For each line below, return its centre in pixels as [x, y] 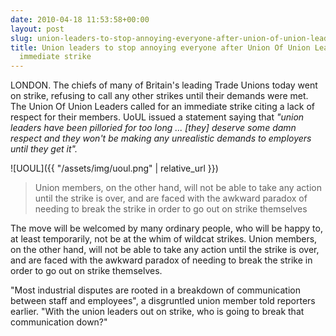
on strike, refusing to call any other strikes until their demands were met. [159, 96]
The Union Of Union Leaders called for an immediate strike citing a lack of [162, 107]
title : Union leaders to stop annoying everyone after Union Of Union [160, 47]
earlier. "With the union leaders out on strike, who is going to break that [157, 312]
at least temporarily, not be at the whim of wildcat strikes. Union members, [164, 239]
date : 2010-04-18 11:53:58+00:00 [80, 19]
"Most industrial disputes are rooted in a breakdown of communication [155, 290]
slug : [21, 38]
